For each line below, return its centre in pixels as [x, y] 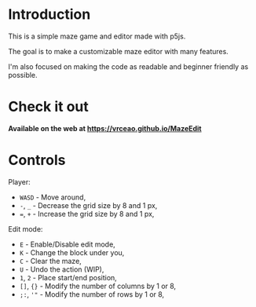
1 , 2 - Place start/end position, [68, 277]
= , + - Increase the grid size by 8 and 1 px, [87, 214]
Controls [37, 161]
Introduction [49, 15]
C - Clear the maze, [51, 261]
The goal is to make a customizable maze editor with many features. [119, 51]
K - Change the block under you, [72, 252]
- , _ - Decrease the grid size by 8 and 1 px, [88, 205]
